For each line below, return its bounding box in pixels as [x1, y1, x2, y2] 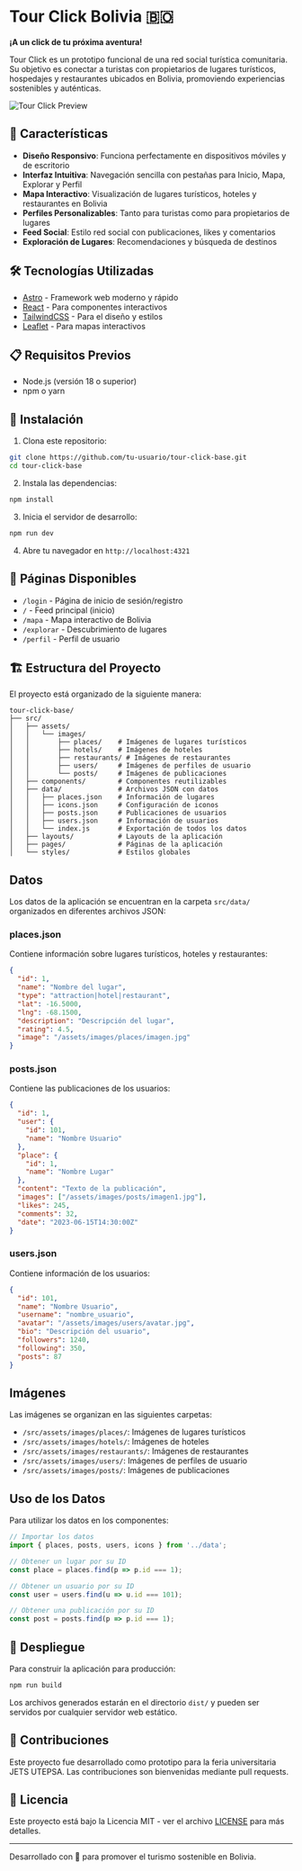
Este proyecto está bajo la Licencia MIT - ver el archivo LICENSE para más [9, 1816, 285, 1827]
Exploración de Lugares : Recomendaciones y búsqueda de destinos [22, 236, 277, 247]
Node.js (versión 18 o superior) [22, 376, 138, 387]
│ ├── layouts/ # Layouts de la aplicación [9, 832, 223, 841]
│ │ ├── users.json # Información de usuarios [9, 816, 219, 825]
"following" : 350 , [17, 1344, 87, 1353]
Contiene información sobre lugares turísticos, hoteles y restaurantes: [9, 949, 268, 959]
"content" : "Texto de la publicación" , [17, 1184, 167, 1193]
